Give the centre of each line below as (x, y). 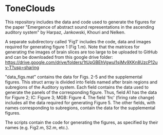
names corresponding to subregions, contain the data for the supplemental (80, 108)
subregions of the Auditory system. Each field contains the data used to (77, 87)
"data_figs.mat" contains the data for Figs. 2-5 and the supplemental (74, 77)
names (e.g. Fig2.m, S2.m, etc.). (37, 127)
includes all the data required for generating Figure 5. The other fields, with (80, 102)
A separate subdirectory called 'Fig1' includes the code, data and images (78, 41)
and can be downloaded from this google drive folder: (59, 57)
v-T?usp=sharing (22, 67)
